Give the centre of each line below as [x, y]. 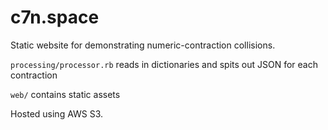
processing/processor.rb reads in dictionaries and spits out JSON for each [164, 64]
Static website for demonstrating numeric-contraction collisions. [143, 45]
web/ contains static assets [65, 94]
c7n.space [55, 17]
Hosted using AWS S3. [57, 113]
